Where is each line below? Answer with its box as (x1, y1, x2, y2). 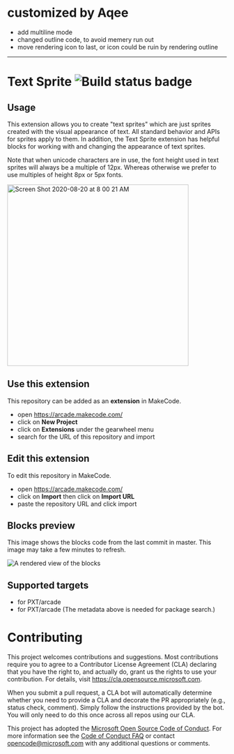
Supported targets (7, 579, 89, 591)
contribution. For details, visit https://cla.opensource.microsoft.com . (7, 675, 203, 684)
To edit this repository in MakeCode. (7, 471, 111, 479)
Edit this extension (7, 453, 90, 465)
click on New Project (17, 417, 78, 426)
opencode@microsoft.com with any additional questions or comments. (7, 739, 210, 748)
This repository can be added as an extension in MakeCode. (7, 396, 182, 405)
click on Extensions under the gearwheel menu (17, 425, 155, 433)
